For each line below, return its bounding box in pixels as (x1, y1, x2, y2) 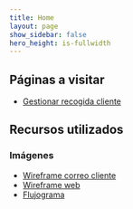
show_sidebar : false (9, 30, 88, 39)
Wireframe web (22, 179, 81, 190)
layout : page (9, 22, 59, 31)
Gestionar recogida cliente (22, 96, 122, 107)
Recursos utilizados (9, 122, 124, 138)
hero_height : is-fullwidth (9, 38, 111, 48)
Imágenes (9, 149, 54, 162)
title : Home (9, 13, 54, 23)
